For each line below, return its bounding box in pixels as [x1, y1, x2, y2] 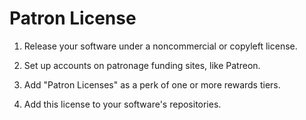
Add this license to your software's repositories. [23, 98, 222, 110]
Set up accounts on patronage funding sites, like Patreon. [23, 59, 261, 71]
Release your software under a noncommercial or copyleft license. [23, 40, 298, 52]
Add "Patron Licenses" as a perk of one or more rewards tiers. [23, 78, 281, 91]
